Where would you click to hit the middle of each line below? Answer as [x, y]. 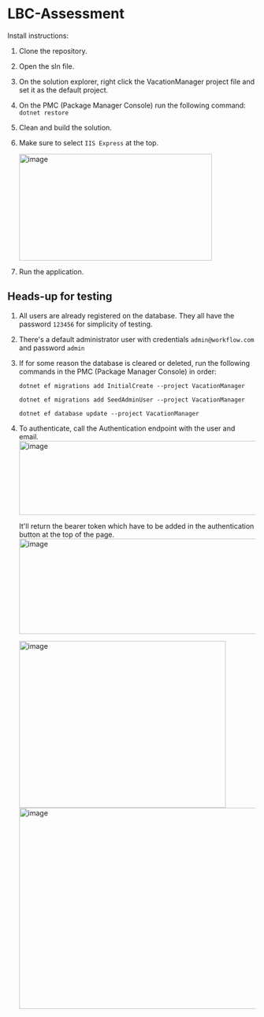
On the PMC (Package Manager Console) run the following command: [132, 105]
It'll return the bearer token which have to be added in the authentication [136, 525]
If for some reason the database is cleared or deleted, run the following [134, 363]
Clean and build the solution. [65, 127]
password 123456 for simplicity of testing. [86, 324]
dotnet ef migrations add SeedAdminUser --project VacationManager [132, 400]
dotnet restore [44, 113]
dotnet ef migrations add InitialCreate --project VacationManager [132, 386]
